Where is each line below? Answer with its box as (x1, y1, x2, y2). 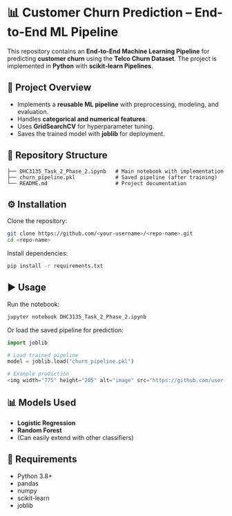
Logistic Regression (17, 419, 76, 427)
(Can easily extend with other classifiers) (17, 433, 134, 441)
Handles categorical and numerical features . (17, 115, 148, 123)
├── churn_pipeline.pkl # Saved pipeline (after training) (7, 173, 217, 181)
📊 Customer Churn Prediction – (7, 5, 192, 21)
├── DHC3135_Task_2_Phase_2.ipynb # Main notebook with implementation (7, 168, 224, 175)
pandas (17, 479, 39, 487)
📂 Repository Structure (7, 149, 108, 162)
